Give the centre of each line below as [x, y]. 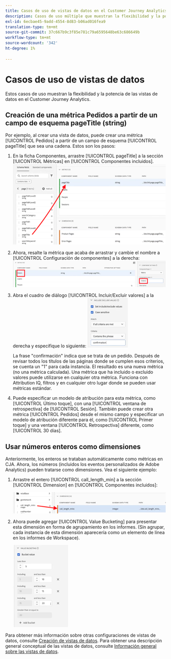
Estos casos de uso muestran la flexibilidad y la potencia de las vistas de [81, 94]
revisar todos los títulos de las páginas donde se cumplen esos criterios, [88, 361]
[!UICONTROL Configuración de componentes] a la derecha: [76, 258]
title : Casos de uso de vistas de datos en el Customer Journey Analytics [86, 11]
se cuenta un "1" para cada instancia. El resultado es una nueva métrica [88, 367]
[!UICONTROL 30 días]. [37, 431]
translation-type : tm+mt [32, 27]
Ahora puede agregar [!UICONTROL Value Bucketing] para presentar [85, 521]
